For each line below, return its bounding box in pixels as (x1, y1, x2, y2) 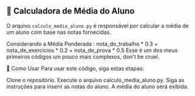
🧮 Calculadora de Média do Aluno (6, 6, 135, 16)
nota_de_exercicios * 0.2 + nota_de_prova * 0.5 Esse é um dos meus (6, 46, 178, 54)
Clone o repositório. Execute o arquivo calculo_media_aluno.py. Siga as (6, 76, 185, 83)
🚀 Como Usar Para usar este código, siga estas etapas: (6, 65, 145, 72)
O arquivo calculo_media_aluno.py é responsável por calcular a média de (6, 22, 190, 29)
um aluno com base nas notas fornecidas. (6, 28, 111, 36)
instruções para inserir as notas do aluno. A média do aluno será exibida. (6, 83, 189, 90)
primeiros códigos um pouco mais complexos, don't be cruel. (6, 53, 160, 60)
